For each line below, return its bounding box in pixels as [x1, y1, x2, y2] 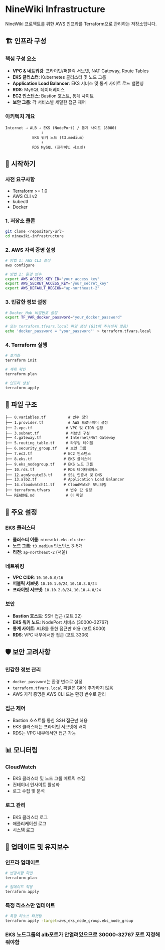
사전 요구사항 [5, 176, 35, 183]
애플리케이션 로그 [12, 820, 47, 826]
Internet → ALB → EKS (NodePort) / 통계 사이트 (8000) [5, 125, 117, 130]
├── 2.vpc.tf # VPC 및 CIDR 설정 [5, 425, 104, 431]
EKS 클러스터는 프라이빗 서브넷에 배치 [12, 723, 87, 729]
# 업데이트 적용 [5, 884, 33, 890]
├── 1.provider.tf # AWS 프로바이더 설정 [5, 420, 108, 425]
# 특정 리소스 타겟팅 [5, 914, 42, 919]
